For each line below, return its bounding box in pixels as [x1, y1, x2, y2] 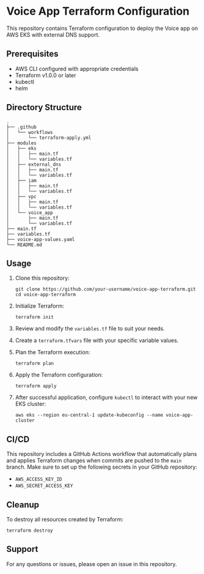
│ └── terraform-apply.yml [6, 135, 92, 141]
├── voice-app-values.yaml [6, 236, 75, 242]
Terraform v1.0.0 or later [15, 72, 76, 79]
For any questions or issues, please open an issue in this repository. [6, 560, 177, 567]
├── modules [6, 140, 37, 146]
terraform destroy [6, 527, 53, 534]
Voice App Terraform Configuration [6, 4, 190, 18]
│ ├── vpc [6, 193, 37, 199]
